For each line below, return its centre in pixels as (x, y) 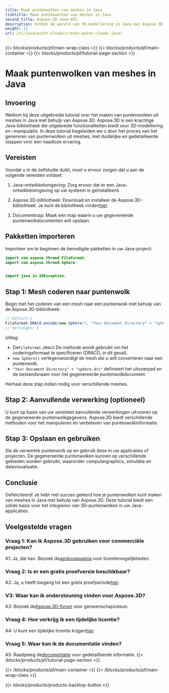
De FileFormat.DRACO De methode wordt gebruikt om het (70, 347)
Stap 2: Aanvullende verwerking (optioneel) (75, 400)
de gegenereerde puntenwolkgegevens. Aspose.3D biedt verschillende (79, 417)
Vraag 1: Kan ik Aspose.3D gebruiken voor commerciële (75, 541)
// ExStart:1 (19, 318)
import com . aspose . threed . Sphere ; (41, 262)
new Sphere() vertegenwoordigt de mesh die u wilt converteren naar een (88, 358)
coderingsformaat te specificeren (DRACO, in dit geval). (70, 353)
